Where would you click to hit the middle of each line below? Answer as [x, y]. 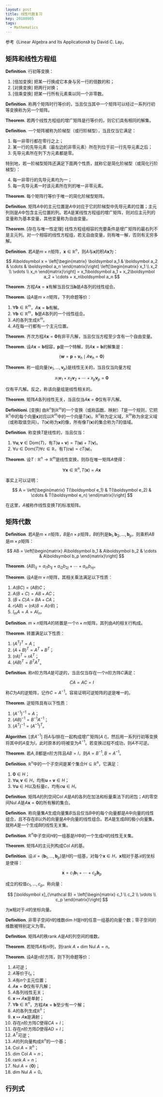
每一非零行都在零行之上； [38, 141]
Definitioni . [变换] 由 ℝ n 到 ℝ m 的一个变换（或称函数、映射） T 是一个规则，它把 [81, 409]
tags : [11, 23]
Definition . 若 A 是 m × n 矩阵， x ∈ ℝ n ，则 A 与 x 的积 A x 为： [62, 251]
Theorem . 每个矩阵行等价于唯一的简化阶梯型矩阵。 [56, 196]
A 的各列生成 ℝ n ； [29, 1010]
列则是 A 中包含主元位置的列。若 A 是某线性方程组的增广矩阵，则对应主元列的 [81, 212]
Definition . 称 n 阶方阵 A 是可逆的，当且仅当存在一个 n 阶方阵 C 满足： [71, 673]
